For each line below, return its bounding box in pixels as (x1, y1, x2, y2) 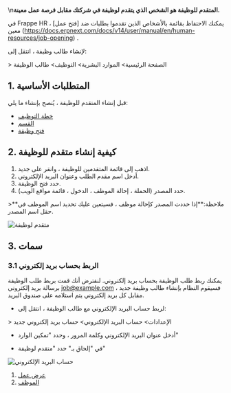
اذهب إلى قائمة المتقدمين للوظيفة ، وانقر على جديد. (17, 164, 151, 172)
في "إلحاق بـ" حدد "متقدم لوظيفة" (17, 344, 106, 352)
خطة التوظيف (17, 111, 54, 120)
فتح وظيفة (17, 126, 45, 135)
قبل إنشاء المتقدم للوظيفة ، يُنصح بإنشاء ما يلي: (8, 98, 129, 106)
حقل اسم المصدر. (8, 207, 54, 215)
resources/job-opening (8, 34, 74, 42)
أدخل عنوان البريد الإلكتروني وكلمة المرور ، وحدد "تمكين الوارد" (17, 331, 179, 339)
